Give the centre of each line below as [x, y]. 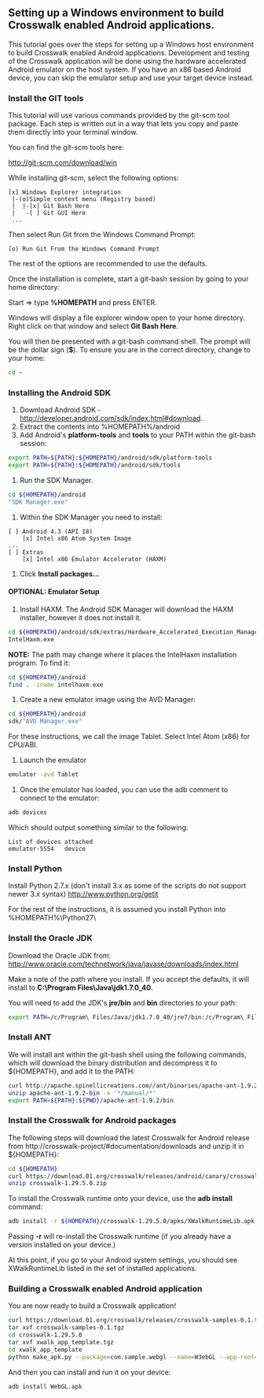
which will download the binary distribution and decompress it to [113, 1062]
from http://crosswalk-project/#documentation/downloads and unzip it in [126, 1146]
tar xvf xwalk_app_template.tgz [61, 1343]
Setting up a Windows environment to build [116, 13]
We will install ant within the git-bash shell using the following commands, [127, 1054]
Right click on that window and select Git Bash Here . [93, 326]
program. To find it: [39, 663]
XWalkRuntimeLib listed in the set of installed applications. [103, 1269]
